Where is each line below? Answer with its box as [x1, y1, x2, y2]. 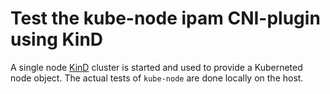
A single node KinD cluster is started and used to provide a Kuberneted [10, 61, 303, 73]
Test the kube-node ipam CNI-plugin [10, 7, 321, 30]
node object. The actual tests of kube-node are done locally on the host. [10, 72, 304, 84]
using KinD [10, 28, 104, 51]
